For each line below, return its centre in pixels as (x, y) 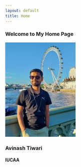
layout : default (22, 11)
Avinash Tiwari (24, 148)
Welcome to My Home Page (39, 34)
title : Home (17, 16)
